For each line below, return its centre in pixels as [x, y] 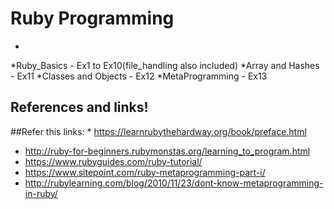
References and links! [79, 107]
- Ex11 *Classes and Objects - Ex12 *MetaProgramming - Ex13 [139, 76]
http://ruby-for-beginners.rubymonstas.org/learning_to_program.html [167, 151]
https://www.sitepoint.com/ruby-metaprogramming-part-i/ [145, 172]
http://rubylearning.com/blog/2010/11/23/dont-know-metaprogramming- [174, 183]
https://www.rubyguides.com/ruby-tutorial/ [113, 161]
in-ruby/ [41, 193]
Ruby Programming [92, 18]
